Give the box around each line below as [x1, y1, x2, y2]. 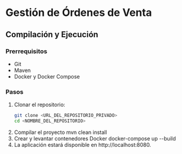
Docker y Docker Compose [14, 73, 80, 80]
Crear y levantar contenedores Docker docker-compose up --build [14, 135, 176, 142]
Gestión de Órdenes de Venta [5, 6, 153, 19]
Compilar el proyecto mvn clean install [14, 129, 107, 136]
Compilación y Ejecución [5, 30, 98, 40]
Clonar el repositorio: [14, 101, 65, 109]
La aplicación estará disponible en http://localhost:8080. [14, 141, 151, 148]
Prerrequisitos [5, 47, 48, 55]
